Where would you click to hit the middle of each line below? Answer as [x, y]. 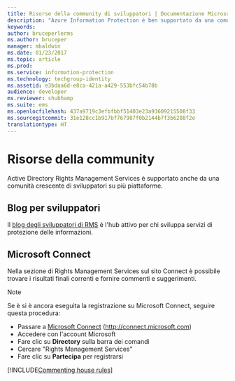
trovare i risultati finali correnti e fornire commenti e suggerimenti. [102, 279]
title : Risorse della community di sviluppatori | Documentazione [106, 14]
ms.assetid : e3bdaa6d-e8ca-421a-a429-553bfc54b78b [83, 85]
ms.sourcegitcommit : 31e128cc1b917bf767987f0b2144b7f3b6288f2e [101, 118]
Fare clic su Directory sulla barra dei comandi [83, 342]
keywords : [22, 27]
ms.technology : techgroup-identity [59, 79]
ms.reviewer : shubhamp [40, 99]
